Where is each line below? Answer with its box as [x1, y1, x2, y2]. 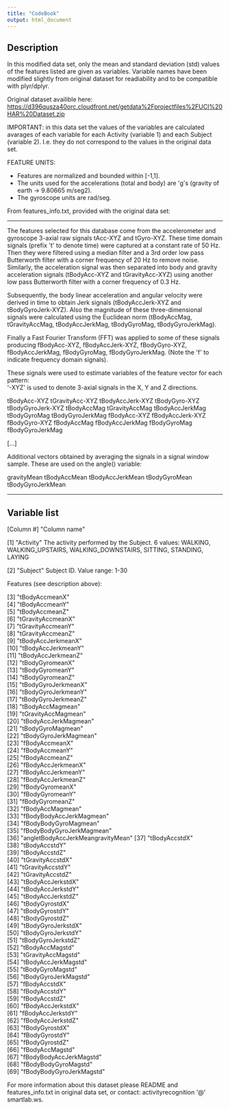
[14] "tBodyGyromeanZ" [7, 673, 75, 682]
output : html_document [7, 16, 72, 23]
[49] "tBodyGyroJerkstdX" [7, 921, 82, 930]
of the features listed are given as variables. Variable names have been [7, 67, 207, 76]
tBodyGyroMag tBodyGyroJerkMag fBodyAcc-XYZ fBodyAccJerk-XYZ [7, 412, 207, 420]
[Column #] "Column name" [7, 525, 86, 533]
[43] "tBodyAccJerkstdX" [7, 877, 79, 886]
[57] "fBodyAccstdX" [7, 980, 66, 988]
